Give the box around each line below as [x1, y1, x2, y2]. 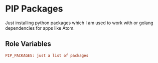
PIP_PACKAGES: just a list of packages [5, 53, 89, 58]
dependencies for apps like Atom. [5, 25, 75, 31]
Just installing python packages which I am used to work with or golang [5, 20, 153, 26]
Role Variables [5, 40, 51, 48]
